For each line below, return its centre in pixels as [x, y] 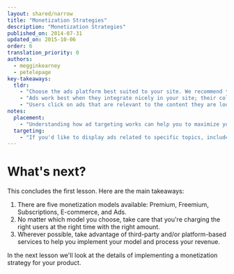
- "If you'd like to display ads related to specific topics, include [124, 137]
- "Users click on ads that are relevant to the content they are [118, 105]
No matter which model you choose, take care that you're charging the [119, 219]
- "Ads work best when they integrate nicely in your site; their [118, 99]
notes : [17, 111]
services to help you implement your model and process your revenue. [119, 242]
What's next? [47, 172]
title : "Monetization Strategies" [57, 20]
